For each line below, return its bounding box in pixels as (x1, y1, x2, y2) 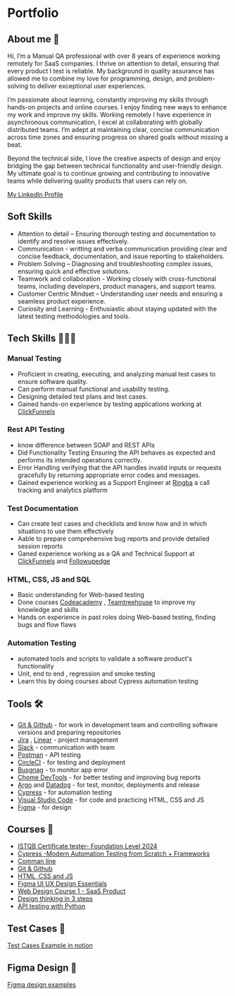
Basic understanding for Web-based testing (17, 591, 145, 599)
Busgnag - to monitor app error (17, 765, 108, 774)
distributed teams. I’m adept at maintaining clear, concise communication (7, 126, 220, 133)
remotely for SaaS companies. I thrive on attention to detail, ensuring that (7, 59, 220, 68)
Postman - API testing (17, 750, 81, 759)
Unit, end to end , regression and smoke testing (17, 669, 155, 678)
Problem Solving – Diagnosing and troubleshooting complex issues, (17, 259, 213, 268)
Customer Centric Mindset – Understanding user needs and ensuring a (17, 289, 223, 298)
